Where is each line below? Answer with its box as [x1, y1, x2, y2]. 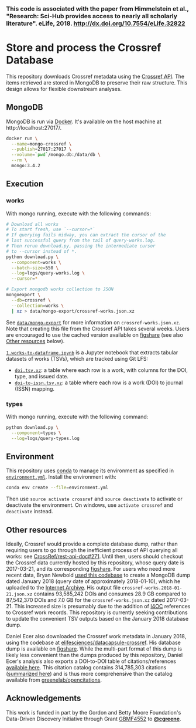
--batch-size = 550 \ [11, 265, 59, 271]
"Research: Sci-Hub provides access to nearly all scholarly [6, 12, 177, 20]
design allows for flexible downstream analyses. [6, 85, 122, 92]
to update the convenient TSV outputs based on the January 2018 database [6, 615, 189, 622]
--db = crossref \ [11, 297, 51, 303]
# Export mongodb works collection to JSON [6, 286, 114, 292]
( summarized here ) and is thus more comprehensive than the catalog [6, 671, 173, 678]
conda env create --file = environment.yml [6, 485, 109, 491]
